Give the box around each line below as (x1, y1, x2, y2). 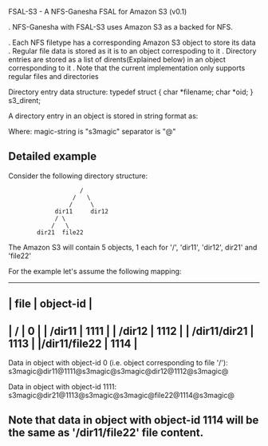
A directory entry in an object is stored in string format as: (8, 111, 199, 121)
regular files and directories (8, 72, 99, 81)
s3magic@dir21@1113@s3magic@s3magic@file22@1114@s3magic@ (8, 391, 235, 400)
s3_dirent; (8, 96, 41, 105)
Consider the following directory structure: (8, 171, 148, 181)
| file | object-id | (8, 297, 93, 311)
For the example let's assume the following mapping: (8, 266, 182, 276)
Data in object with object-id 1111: (8, 382, 117, 392)
